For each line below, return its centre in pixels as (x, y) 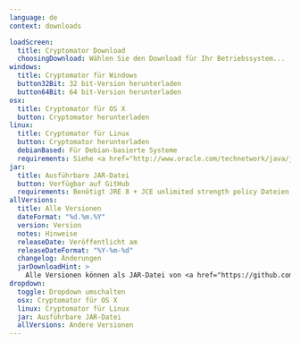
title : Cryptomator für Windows (78, 76)
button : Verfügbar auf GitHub (73, 184)
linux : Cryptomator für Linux (73, 309)
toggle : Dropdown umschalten (71, 292)
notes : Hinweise (47, 234)
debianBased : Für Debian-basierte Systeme (97, 150)
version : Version (50, 225)
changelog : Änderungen (59, 259)
